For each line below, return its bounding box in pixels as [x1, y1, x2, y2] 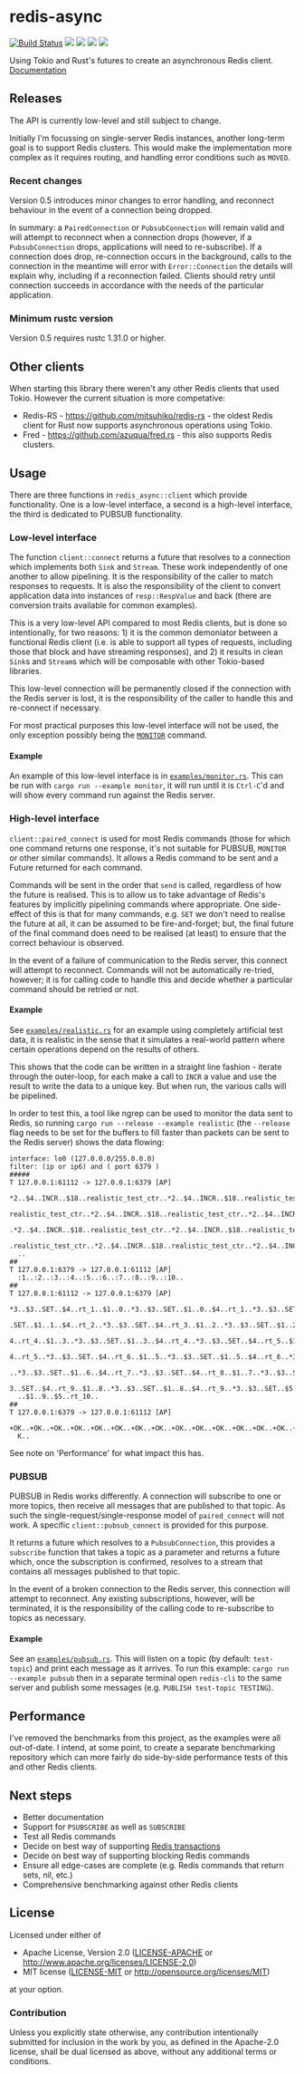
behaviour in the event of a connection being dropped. [9, 205, 213, 216]
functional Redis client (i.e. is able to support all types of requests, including [9, 637, 292, 648]
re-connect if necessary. [9, 702, 101, 713]
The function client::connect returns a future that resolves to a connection [9, 552, 291, 563]
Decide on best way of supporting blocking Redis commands [22, 1850, 251, 1861]
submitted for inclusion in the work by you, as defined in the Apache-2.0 [9, 2037, 279, 2048]
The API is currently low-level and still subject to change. [9, 115, 222, 126]
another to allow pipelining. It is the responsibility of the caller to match [9, 571, 274, 582]
